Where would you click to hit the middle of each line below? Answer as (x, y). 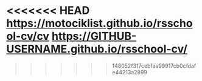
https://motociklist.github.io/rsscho (99, 23)
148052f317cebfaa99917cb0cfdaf (154, 66)
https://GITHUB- (94, 36)
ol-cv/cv (28, 36)
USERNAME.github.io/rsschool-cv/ (97, 49)
